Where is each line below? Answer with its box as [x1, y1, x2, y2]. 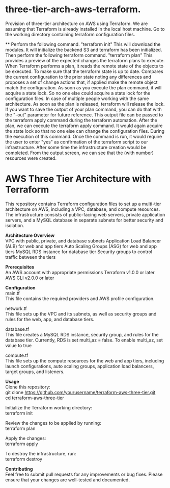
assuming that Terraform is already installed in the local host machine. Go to [5, 26, 165, 32]
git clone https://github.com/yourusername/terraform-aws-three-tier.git [5, 389, 156, 395]
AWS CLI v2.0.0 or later [5, 275, 54, 281]
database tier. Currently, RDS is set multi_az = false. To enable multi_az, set [5, 337, 163, 343]
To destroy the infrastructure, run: [5, 450, 76, 456]
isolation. [5, 222, 24, 228]
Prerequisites [5, 264, 35, 270]
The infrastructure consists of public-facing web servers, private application [5, 211, 165, 217]
